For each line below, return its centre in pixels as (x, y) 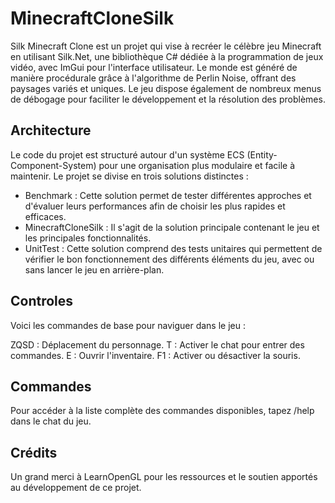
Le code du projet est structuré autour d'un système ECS (127, 154)
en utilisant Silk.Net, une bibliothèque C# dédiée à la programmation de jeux (167, 56)
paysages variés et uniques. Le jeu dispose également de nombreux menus (166, 88)
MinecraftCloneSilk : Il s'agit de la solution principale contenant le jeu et (172, 227)
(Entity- (262, 154)
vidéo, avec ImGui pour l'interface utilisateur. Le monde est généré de (154, 67)
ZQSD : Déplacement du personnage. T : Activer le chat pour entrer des (157, 344)
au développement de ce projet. (76, 488)
